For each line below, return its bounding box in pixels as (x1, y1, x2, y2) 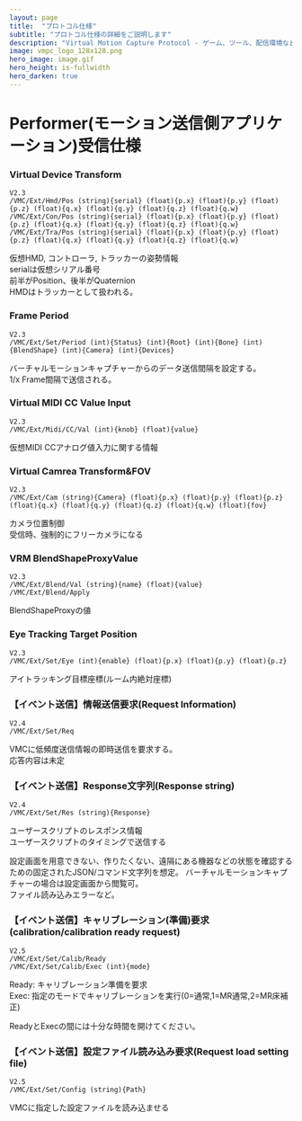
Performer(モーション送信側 (9, 113, 220, 133)
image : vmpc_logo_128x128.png (9, 47, 123, 56)
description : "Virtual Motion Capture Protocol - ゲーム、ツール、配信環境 (9, 38, 283, 48)
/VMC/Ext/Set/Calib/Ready (9, 954, 106, 963)
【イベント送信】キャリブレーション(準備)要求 (9, 914, 209, 927)
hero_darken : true (9, 72, 78, 81)
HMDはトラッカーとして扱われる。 (9, 287, 138, 298)
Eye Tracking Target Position (9, 628, 138, 641)
